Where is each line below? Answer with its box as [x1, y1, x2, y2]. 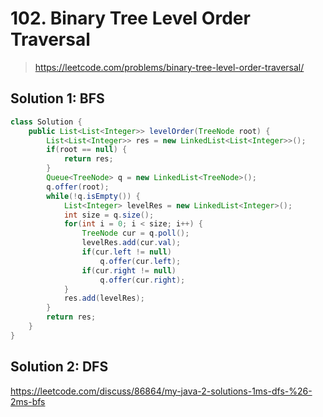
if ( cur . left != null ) [81, 247, 172, 257]
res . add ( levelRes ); [63, 293, 145, 304]
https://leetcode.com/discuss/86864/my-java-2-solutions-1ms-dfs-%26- [10, 385, 313, 397]
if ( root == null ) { [46, 145, 128, 155]
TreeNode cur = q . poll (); [81, 228, 190, 239]
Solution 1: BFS [10, 90, 105, 107]
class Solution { [10, 117, 83, 127]
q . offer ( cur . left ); [99, 256, 182, 266]
